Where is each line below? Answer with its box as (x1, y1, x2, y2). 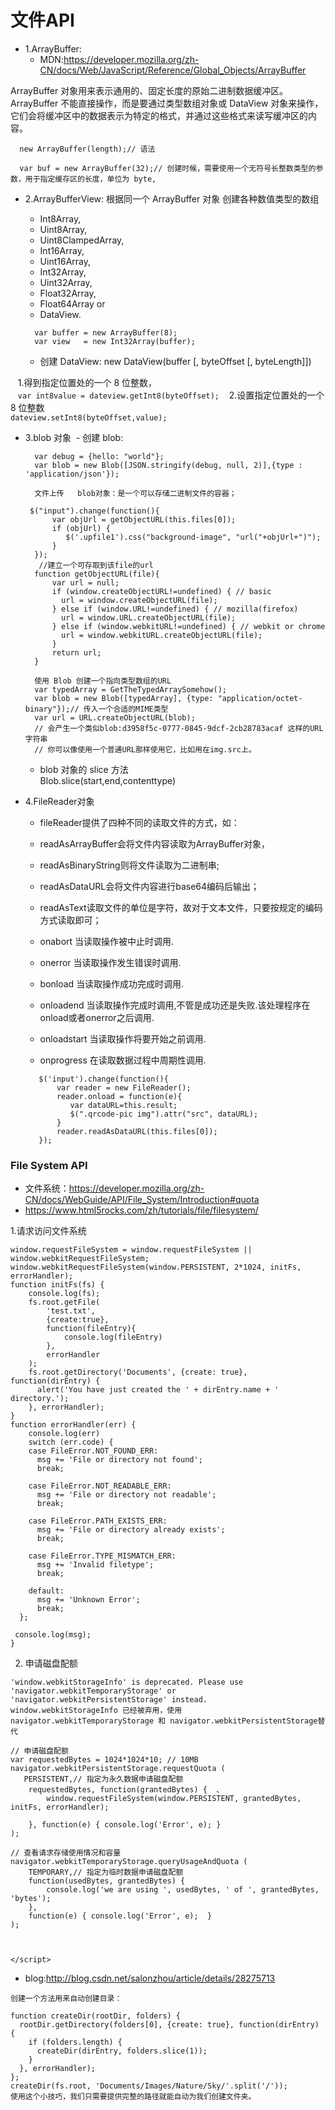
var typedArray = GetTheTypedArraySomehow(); (34, 684, 227, 695)
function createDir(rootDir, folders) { (10, 2011, 182, 2021)
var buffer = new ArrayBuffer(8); (34, 327, 178, 338)
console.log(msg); (14, 1630, 92, 1640)
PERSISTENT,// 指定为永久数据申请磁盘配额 (23, 1774, 184, 1785)
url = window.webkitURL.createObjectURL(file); (61, 630, 263, 640)
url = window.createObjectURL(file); (61, 595, 218, 605)
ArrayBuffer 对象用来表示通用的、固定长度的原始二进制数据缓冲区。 (10, 84, 289, 96)
